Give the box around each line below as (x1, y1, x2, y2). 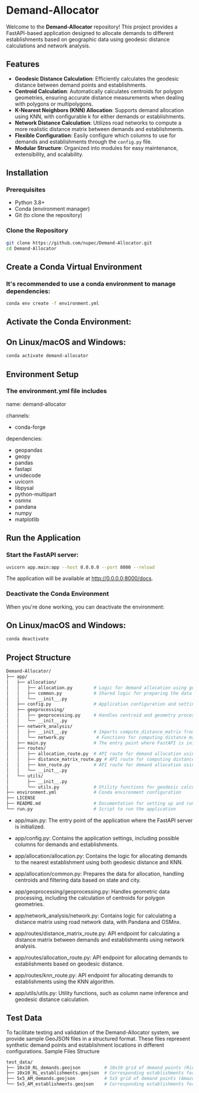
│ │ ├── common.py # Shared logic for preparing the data (6, 690, 192, 696)
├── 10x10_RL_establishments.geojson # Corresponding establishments (6, 1070, 184, 1076)
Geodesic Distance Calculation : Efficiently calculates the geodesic (14, 75, 179, 82)
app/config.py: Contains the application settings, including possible (14, 834, 179, 842)
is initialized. (14, 823, 46, 830)
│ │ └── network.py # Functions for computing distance (6, 734, 187, 740)
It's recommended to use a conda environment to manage (6, 279, 176, 288)
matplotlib (14, 515, 40, 522)
